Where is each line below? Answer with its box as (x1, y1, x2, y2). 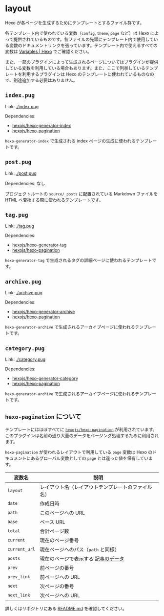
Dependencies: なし (5, 180, 45, 186)
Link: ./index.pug (5, 103, 39, 109)
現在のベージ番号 (40, 537, 79, 544)
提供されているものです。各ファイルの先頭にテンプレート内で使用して (13, 36, 154, 42)
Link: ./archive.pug (5, 290, 43, 296)
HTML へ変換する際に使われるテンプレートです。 (5, 197, 103, 203)
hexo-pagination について (5, 412, 82, 421)
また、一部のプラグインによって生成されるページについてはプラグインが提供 (5, 59, 159, 65)
